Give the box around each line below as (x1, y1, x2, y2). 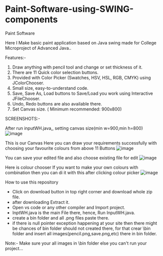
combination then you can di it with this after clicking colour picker (5, 169, 140, 176)
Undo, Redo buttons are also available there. (12, 101, 102, 107)
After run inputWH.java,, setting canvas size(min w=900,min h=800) (5, 125, 143, 131)
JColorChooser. (12, 80, 44, 86)
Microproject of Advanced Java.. (5, 45, 72, 51)
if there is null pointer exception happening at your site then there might (12, 220, 157, 226)
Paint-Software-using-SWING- (5, 3, 134, 15)
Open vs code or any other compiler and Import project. (12, 204, 125, 210)
